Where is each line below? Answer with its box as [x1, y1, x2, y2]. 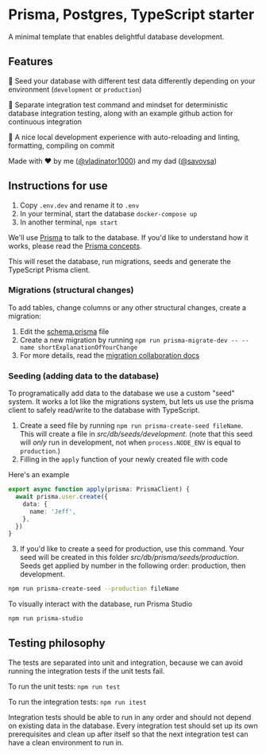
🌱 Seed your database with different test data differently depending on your [8, 76, 256, 85]
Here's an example [8, 470, 70, 480]
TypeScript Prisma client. [8, 265, 91, 274]
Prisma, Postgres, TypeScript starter [8, 6, 255, 24]
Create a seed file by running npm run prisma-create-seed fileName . [19, 421, 244, 430]
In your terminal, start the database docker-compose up [19, 208, 198, 218]
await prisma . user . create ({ [15, 493, 109, 501]
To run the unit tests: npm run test [8, 682, 121, 691]
